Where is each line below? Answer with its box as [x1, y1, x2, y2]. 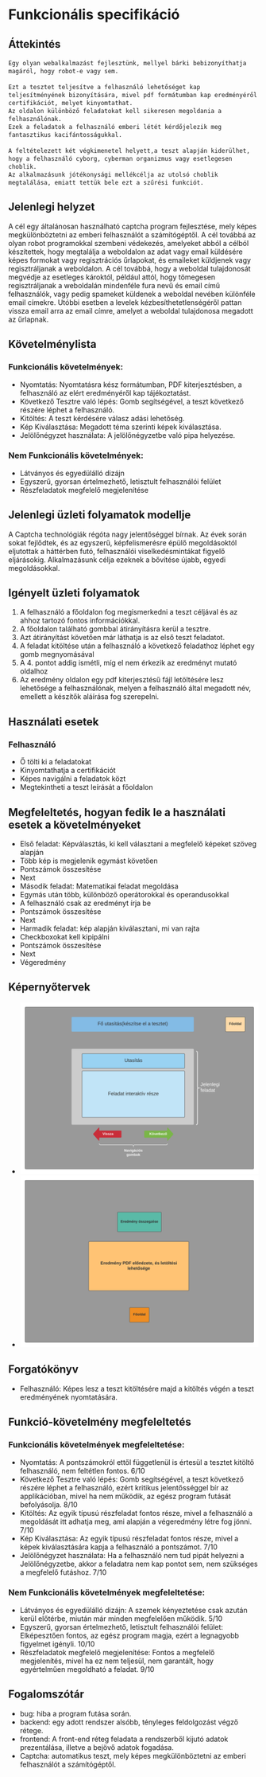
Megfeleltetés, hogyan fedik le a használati [8, 806, 226, 819]
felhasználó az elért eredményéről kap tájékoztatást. [19, 388, 191, 397]
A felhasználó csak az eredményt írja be [19, 898, 152, 908]
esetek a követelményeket [8, 818, 141, 831]
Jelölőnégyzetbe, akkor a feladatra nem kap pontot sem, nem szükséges [19, 1559, 258, 1568]
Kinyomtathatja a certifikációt [19, 766, 117, 775]
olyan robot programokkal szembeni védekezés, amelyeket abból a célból [8, 238, 249, 248]
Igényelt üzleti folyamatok [8, 587, 141, 599]
